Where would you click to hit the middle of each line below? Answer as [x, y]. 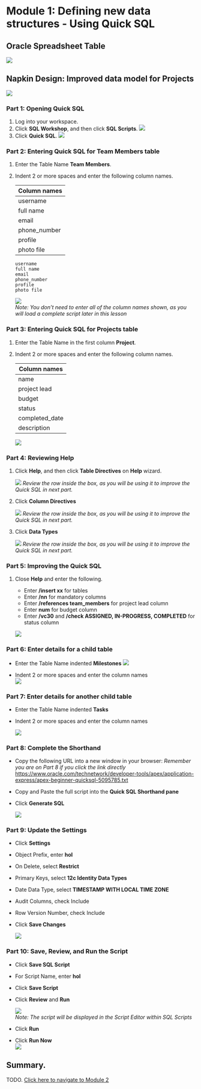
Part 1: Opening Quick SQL [45, 108]
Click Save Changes [40, 925]
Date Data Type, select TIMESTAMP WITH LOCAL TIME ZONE [92, 890]
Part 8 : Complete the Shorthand [53, 747]
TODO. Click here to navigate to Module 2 [58, 1079]
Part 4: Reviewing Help [40, 457]
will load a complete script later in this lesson [71, 314]
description [34, 427]
